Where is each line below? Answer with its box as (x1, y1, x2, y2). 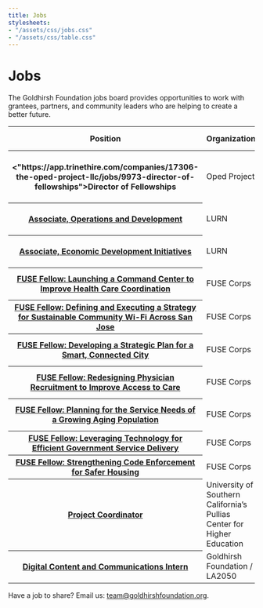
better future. (8, 110, 51, 119)
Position (89, 133, 121, 144)
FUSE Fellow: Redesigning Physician (36, 372, 175, 383)
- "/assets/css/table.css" (8, 33, 96, 42)
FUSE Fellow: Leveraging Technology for (28, 432, 182, 443)
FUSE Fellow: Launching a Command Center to (16, 274, 194, 285)
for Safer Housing (71, 466, 139, 477)
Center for (206, 519, 244, 530)
